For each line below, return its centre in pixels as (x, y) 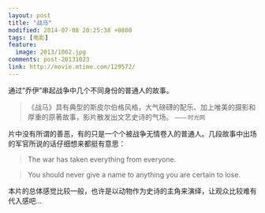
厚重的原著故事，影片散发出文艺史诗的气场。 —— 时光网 (116, 117)
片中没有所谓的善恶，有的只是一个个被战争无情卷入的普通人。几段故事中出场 (132, 133)
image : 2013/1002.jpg (51, 52)
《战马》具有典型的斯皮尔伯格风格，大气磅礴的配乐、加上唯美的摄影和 (142, 106)
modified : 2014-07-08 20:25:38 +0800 (70, 30)
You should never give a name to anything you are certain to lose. (134, 174)
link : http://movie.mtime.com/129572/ (72, 67)
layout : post (30, 15)
